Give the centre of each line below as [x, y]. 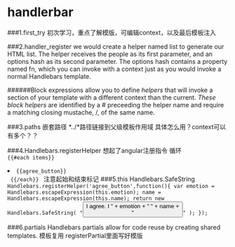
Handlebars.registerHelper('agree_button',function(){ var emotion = [111, 186]
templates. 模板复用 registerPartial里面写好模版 [75, 235]
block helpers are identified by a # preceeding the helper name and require [116, 105]
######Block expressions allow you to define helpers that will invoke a [110, 90]
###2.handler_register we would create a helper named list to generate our [116, 46]
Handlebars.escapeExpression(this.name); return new [86, 198]
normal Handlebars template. [49, 76]
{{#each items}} [31, 158]
